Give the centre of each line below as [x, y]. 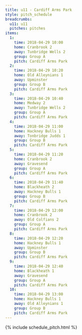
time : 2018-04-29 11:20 [39, 154]
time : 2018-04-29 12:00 [39, 210]
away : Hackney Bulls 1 [38, 192]
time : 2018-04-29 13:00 [39, 294]
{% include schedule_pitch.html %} [41, 327]
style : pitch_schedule [29, 15]
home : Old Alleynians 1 [39, 75]
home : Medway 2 [30, 103]
